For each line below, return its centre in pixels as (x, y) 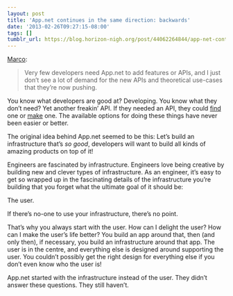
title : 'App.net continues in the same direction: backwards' (99, 20)
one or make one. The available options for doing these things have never (112, 116)
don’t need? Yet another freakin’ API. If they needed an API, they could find (114, 108)
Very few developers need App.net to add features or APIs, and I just (122, 73)
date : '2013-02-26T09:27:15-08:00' (59, 26)
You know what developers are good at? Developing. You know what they (112, 101)
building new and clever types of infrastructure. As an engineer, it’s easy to (114, 172)
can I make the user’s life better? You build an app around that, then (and (111, 235)
